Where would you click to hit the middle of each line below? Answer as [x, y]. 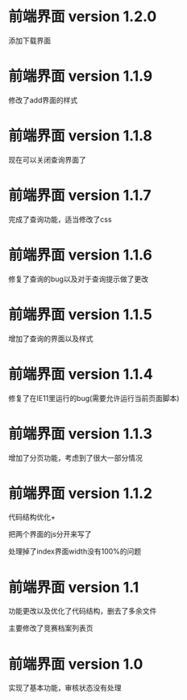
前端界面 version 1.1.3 [81, 434]
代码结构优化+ [32, 517]
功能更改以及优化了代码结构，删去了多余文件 [83, 611]
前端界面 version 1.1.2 [81, 493]
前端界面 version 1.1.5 [81, 314]
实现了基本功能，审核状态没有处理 [65, 688]
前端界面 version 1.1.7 [80, 196]
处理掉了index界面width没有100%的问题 [75, 551]
